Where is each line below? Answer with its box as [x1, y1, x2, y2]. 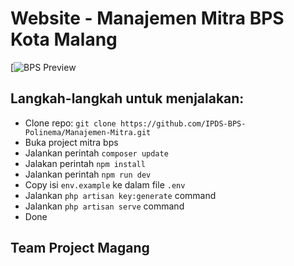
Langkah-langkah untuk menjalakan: [10, 90, 245, 107]
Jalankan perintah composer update [24, 147, 169, 159]
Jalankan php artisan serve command [24, 200, 185, 212]
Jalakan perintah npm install [24, 157, 146, 169]
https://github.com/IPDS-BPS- [119, 118, 247, 129]
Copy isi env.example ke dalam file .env [24, 178, 186, 191]
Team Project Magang [10, 240, 150, 257]
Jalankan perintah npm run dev [24, 168, 152, 180]
